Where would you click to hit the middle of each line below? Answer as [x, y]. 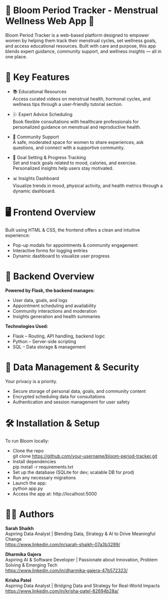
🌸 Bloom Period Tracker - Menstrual [82, 10]
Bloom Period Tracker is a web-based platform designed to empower [77, 35]
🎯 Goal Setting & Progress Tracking [49, 157]
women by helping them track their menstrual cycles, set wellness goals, [81, 41]
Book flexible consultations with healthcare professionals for [76, 122]
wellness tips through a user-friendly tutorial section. [68, 104]
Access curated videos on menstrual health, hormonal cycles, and [81, 99]
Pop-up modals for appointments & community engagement [75, 245]
